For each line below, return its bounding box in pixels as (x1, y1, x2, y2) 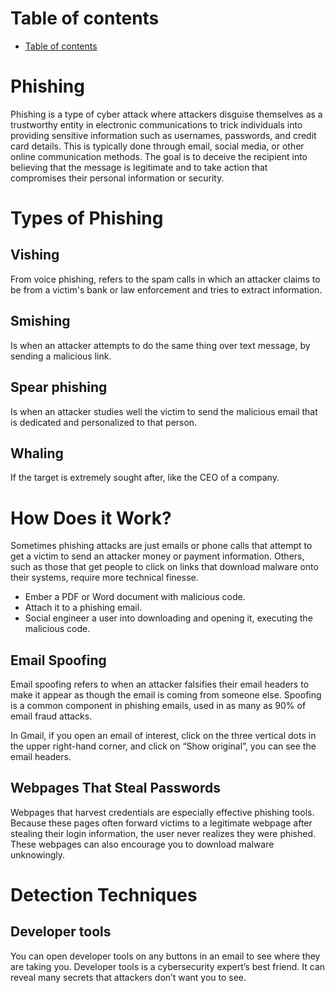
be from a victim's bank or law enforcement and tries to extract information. (10, 283, 323, 296)
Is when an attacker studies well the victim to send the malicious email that (10, 405, 318, 417)
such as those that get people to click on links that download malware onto (10, 561, 319, 573)
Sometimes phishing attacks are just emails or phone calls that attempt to (10, 540, 313, 552)
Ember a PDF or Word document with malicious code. (24, 591, 246, 603)
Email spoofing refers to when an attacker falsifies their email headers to (10, 678, 310, 691)
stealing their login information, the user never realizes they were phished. (10, 827, 317, 839)
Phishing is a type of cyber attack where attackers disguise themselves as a (10, 108, 323, 120)
